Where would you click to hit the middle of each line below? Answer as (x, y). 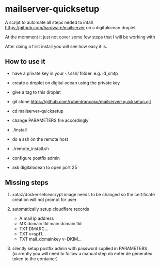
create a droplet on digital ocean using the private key (66, 83)
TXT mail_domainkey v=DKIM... (50, 239)
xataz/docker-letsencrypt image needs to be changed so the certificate (83, 194)
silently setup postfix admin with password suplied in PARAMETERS (80, 248)
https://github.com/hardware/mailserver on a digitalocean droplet (70, 27)
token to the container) (35, 259)
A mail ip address (37, 218)
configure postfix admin (36, 158)
